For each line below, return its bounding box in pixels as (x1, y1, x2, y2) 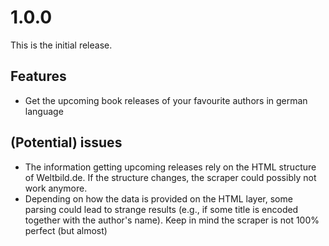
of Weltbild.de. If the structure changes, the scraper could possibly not (24, 171, 317, 183)
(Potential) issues (10, 134, 123, 151)
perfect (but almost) (24, 224, 108, 236)
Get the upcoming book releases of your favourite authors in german (24, 94, 308, 106)
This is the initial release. (10, 39, 113, 51)
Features (10, 68, 67, 85)
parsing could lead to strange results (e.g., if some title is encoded (24, 203, 299, 215)
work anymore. (24, 182, 88, 194)
